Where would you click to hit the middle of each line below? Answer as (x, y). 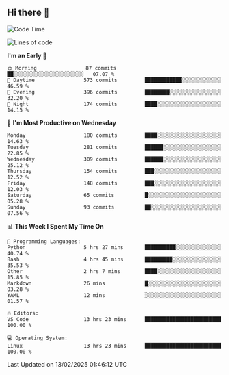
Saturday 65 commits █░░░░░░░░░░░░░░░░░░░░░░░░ (114, 195)
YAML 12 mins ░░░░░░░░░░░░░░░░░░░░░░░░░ (114, 295)
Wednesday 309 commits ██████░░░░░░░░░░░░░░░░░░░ (114, 159)
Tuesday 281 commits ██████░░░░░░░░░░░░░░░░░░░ (114, 147)
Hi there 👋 (28, 13)
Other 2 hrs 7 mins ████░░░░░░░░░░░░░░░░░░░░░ (114, 271)
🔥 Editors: (23, 313)
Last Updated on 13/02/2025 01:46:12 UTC (67, 364)
